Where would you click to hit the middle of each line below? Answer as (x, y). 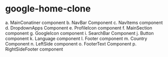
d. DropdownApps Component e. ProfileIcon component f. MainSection (79, 27)
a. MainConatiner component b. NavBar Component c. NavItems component (84, 22)
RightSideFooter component (34, 49)
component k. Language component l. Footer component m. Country (76, 38)
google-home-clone (48, 9)
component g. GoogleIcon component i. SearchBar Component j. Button (79, 33)
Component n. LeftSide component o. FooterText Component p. (71, 43)
